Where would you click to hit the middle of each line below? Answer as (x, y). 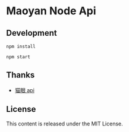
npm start (18, 57)
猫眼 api (24, 90)
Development (32, 33)
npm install (21, 46)
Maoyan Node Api (51, 11)
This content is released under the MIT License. (64, 124)
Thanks (21, 75)
